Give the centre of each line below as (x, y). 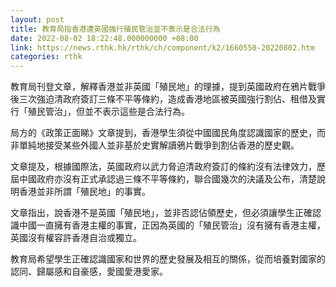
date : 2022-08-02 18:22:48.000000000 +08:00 (104, 38)
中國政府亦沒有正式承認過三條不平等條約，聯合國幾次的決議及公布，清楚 (167, 179)
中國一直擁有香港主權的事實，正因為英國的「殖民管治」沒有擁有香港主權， (172, 225)
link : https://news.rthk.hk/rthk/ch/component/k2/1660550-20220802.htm (162, 47)
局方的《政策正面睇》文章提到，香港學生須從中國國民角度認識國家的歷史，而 (168, 133)
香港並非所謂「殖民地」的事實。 (84, 192)
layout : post (37, 19)
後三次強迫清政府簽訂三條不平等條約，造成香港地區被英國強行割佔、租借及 (163, 99)
